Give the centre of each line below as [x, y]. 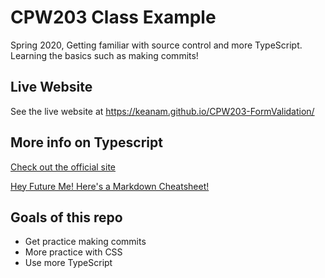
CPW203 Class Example [113, 17]
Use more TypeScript [68, 263]
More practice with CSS [73, 252]
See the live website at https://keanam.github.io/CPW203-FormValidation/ [162, 111]
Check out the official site [63, 167]
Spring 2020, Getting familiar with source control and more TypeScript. [156, 45]
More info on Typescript [86, 142]
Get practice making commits [85, 242]
